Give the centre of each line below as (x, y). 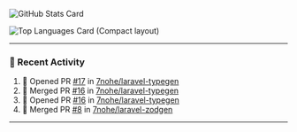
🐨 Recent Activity (47, 62)
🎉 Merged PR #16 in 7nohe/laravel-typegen (100, 91)
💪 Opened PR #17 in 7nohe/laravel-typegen (100, 82)
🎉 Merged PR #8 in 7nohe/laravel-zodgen (97, 110)
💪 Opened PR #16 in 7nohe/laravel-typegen (100, 100)
